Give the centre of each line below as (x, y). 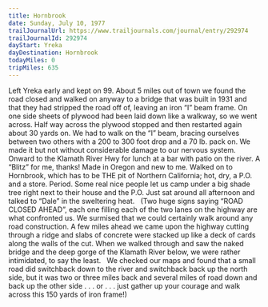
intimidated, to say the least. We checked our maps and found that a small (132, 260)
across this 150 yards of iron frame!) (68, 294)
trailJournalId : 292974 (48, 38)
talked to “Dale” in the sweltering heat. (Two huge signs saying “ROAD (126, 201)
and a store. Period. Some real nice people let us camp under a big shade (129, 184)
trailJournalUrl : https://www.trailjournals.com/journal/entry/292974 (128, 30)
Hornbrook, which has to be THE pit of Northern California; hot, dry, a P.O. (130, 175)
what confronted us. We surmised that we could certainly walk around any (131, 217)
